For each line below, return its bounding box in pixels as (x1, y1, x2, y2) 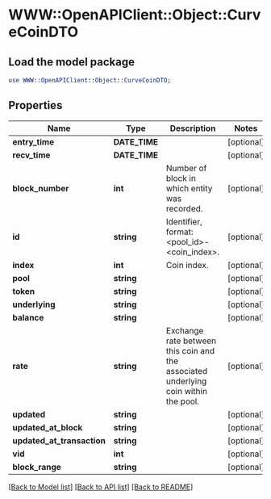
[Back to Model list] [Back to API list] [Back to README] (8, 482, 194, 492)
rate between (165, 335, 216, 346)
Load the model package (8, 55, 135, 69)
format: (165, 226, 194, 237)
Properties (8, 99, 63, 112)
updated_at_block (12, 421, 83, 433)
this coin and (165, 345, 215, 356)
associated (165, 365, 208, 376)
